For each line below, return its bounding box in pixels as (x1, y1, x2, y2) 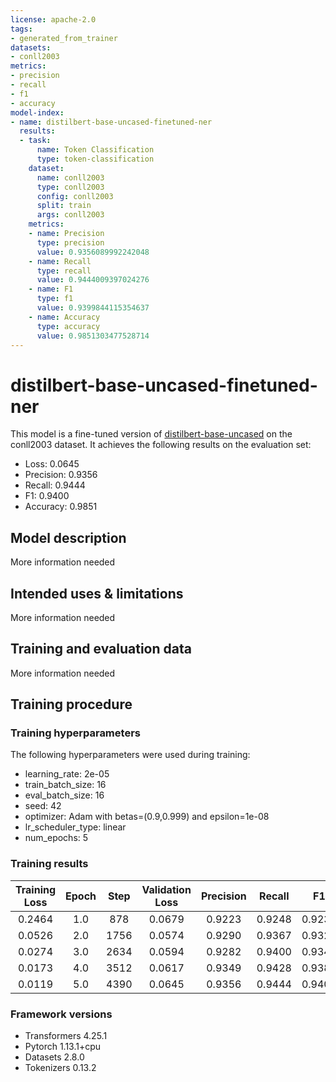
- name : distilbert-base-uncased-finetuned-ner (10, 117, 213, 127)
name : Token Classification (36, 145, 155, 155)
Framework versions (10, 1007, 113, 1021)
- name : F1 (28, 284, 74, 295)
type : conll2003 (36, 182, 105, 192)
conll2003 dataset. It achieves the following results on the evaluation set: (10, 439, 312, 451)
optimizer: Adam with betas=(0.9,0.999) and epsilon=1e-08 (24, 811, 270, 823)
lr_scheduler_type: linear (24, 821, 127, 833)
